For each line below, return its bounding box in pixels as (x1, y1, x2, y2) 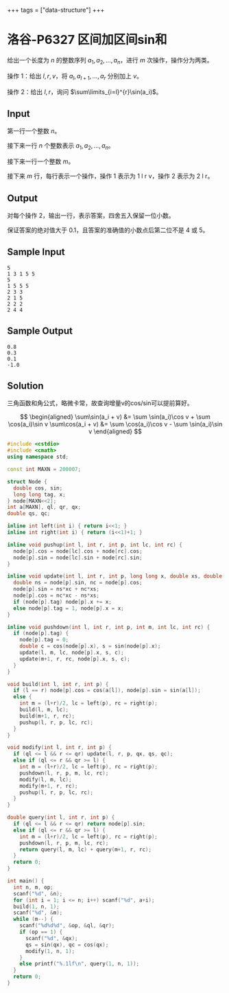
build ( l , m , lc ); (19, 707, 69, 714)
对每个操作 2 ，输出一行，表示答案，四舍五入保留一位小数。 (7, 211, 175, 219)
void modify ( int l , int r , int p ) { (7, 744, 112, 751)
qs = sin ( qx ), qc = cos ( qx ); (25, 941, 109, 948)
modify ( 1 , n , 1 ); (25, 948, 75, 955)
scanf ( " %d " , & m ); (13, 909, 63, 916)
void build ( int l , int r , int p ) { (7, 681, 109, 687)
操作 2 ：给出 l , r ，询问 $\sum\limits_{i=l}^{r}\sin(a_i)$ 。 (7, 87, 162, 95)
